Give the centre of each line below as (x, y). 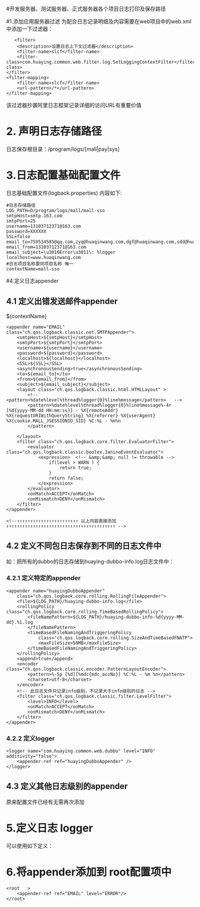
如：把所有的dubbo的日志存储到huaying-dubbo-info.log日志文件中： (90, 561)
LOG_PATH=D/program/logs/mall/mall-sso (56, 210)
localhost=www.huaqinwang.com (44, 257)
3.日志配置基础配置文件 (63, 175)
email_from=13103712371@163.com (46, 247)
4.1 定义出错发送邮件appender (62, 302)
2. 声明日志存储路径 (54, 131)
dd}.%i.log (20, 622)
